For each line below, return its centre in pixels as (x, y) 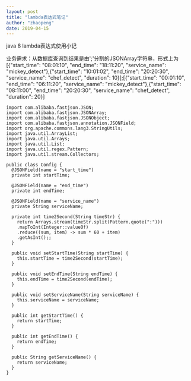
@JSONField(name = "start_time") (53, 170)
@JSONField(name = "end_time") (50, 186)
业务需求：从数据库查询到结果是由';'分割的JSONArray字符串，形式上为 (93, 59)
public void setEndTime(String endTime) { (65, 274)
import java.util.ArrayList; (42, 134)
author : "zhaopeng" (30, 23)
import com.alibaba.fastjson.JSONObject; (58, 118)
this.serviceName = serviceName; (58, 300)
